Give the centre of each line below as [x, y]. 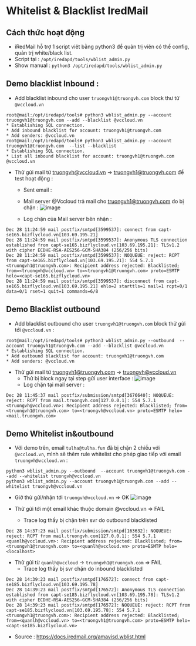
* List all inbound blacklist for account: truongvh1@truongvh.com [90, 156]
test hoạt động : [34, 178]
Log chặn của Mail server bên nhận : [67, 219]
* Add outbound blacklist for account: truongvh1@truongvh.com [85, 356]
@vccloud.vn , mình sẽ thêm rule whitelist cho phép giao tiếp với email [98, 454]
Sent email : [38, 190]
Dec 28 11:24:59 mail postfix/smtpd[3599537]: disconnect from [85, 281]
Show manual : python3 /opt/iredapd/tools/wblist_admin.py [88, 65]
